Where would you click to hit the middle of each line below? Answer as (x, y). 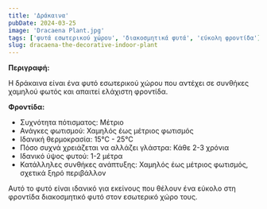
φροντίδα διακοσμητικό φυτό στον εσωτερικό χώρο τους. (103, 197)
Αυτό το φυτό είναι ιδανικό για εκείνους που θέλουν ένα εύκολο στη (122, 188)
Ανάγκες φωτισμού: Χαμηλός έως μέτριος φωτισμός (106, 131)
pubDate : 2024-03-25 (43, 23)
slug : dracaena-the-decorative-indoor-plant (83, 45)
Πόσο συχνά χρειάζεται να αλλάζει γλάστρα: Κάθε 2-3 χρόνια (124, 148)
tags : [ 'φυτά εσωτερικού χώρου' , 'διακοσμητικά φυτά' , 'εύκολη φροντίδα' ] (135, 38)
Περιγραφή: (29, 68)
